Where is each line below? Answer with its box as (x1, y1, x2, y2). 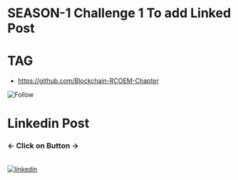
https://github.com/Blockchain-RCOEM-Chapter (17, 76, 159, 85)
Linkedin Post (7, 116, 90, 131)
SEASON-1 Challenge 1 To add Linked (7, 5, 232, 21)
